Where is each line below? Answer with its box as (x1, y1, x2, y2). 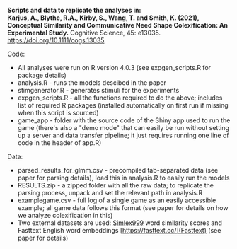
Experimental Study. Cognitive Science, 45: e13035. (7, 28, 161, 37)
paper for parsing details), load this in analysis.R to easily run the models (17, 173, 230, 182)
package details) (17, 71, 67, 79)
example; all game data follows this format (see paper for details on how (17, 204, 229, 212)
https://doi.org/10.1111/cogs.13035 (7, 36, 105, 45)
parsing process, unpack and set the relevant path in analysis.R (17, 189, 203, 197)
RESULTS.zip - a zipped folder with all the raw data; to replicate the (17, 181, 214, 190)
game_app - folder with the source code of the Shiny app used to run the (17, 116, 231, 124)
